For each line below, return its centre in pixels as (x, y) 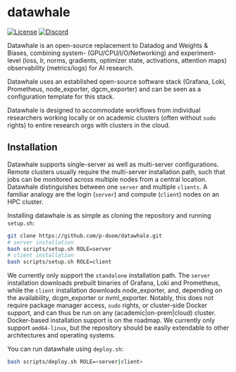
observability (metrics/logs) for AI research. (71, 68)
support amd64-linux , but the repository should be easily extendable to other (118, 328)
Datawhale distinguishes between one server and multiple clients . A (107, 187)
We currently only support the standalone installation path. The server (109, 275)
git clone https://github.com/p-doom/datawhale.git (85, 236)
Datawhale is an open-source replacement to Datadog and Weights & (108, 45)
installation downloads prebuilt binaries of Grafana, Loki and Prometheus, (114, 283)
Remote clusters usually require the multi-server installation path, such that (116, 172)
